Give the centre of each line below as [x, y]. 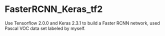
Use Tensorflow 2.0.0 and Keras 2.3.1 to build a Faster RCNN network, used [82, 23]
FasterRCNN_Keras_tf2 [54, 9]
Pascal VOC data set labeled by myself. [45, 28]
